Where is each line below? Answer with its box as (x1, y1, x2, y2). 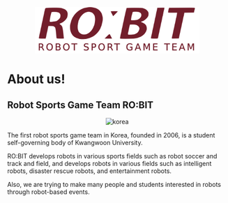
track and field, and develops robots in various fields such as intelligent (7, 159, 212, 167)
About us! (7, 71, 66, 87)
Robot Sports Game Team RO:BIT (7, 99, 154, 111)
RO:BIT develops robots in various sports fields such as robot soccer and (7, 151, 218, 160)
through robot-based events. (7, 188, 90, 196)
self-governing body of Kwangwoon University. (7, 138, 143, 146)
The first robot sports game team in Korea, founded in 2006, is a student (7, 130, 215, 139)
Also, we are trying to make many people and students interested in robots (7, 180, 222, 188)
